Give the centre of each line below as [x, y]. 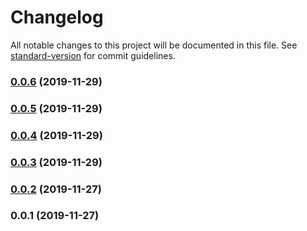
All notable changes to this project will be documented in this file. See [154, 45]
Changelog [57, 17]
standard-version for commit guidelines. [93, 55]
